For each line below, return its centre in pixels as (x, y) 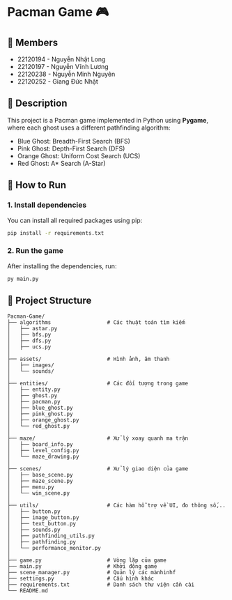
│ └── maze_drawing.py (43, 457)
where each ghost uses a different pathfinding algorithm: (89, 128)
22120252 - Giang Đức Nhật (58, 82)
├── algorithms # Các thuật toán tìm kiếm (96, 323)
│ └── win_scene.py (39, 493)
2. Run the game (36, 251)
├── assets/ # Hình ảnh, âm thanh (88, 359)
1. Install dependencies (47, 205)
